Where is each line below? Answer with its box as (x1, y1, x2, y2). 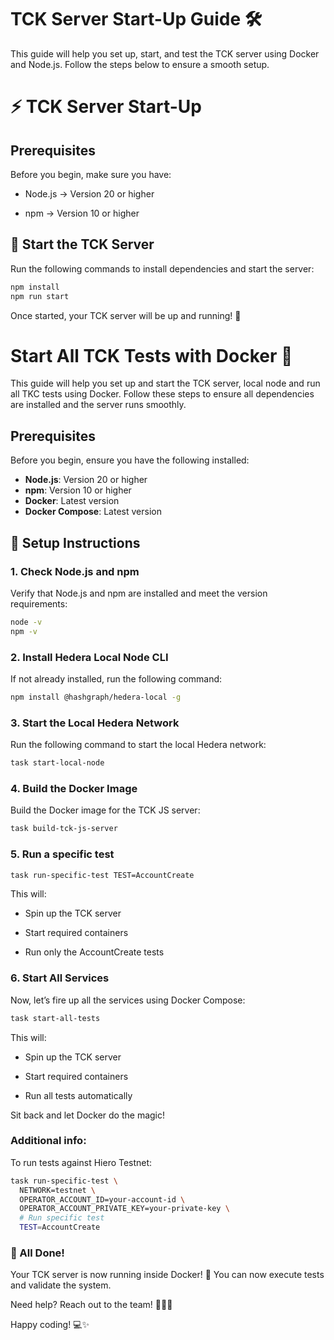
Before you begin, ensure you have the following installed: (10, 454, 250, 466)
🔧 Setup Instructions (10, 534, 141, 551)
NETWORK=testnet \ (19, 1185, 97, 1195)
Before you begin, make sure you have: (10, 168, 172, 180)
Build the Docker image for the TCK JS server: (10, 804, 201, 816)
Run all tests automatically (24, 1089, 133, 1101)
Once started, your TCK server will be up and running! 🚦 (10, 309, 242, 321)
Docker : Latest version (24, 495, 120, 507)
